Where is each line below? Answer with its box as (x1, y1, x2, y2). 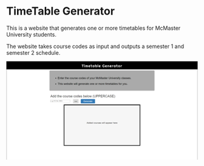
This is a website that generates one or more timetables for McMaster (6, 24, 181, 32)
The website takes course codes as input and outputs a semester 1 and (6, 43, 184, 50)
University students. (6, 30, 56, 38)
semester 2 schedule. (6, 49, 61, 56)
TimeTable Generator (6, 4, 115, 18)
